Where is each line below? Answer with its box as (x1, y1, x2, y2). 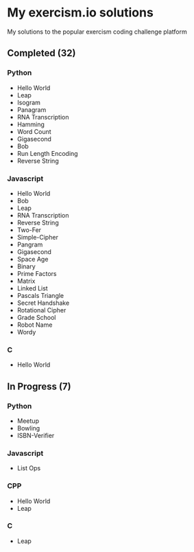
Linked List (16, 284, 48, 292)
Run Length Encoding (16, 149, 78, 157)
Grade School (16, 313, 56, 321)
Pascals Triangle (16, 291, 64, 299)
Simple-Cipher (16, 233, 58, 241)
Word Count (16, 127, 51, 135)
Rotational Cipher (16, 306, 66, 314)
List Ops (16, 464, 41, 472)
